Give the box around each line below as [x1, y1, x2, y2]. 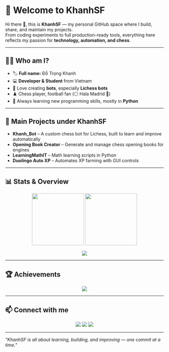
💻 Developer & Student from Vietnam [12, 78, 92, 84]
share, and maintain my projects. [5, 26, 73, 32]
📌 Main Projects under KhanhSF [5, 117, 107, 126]
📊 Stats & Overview [5, 177, 69, 186]
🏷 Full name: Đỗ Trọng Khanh [12, 70, 76, 76]
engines [12, 147, 30, 153]
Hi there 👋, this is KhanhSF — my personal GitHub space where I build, [5, 21, 152, 27]
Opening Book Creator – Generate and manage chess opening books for [12, 141, 164, 148]
